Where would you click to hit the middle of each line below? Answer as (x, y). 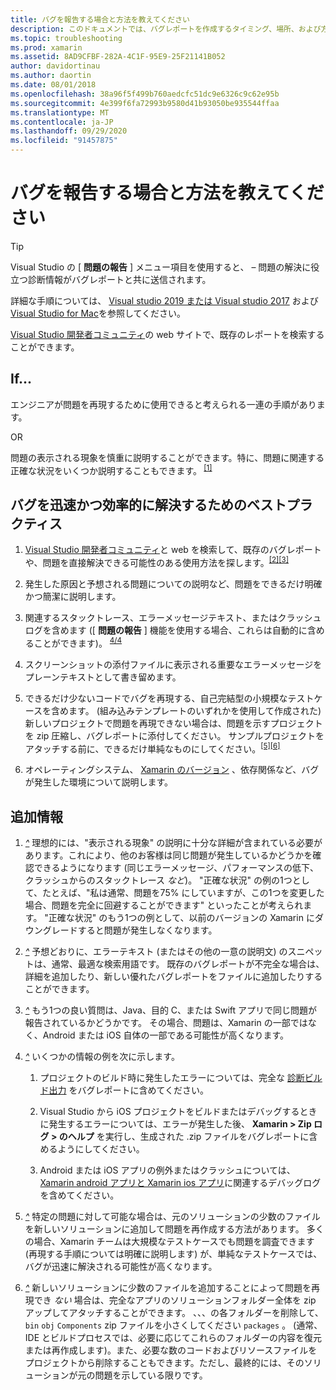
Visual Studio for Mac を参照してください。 (98, 313)
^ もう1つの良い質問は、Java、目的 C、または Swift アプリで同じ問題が (171, 1010)
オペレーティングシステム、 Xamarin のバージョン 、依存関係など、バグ (172, 770)
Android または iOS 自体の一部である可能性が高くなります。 (166, 1035)
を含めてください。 (79, 1195)
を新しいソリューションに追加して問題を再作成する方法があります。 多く (174, 1229)
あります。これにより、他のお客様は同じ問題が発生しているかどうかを (168, 855)
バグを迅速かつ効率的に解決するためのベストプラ (161, 504)
